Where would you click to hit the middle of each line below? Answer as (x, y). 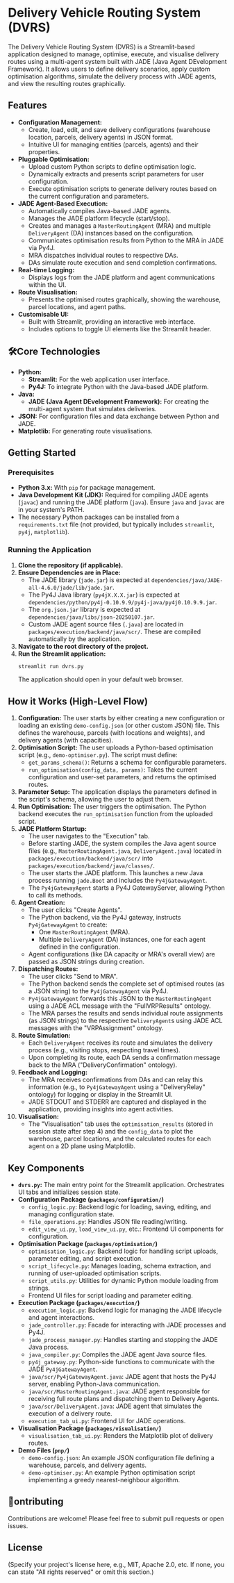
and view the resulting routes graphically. (67, 83)
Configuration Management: (60, 122)
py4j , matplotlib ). (44, 532)
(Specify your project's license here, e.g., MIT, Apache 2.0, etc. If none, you (116, 1564)
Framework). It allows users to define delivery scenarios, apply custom (109, 69)
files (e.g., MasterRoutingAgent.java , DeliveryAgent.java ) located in (125, 851)
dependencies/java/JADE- (187, 580)
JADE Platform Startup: (52, 829)
